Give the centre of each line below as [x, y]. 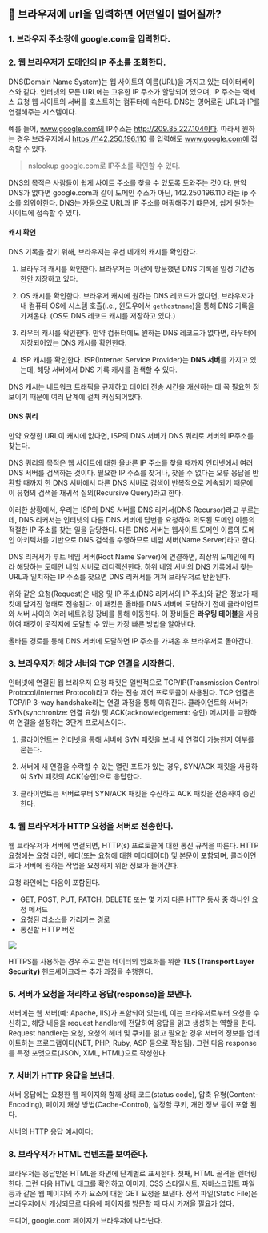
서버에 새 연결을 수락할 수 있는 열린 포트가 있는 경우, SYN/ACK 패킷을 [128, 767]
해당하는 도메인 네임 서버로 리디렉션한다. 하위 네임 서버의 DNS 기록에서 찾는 [135, 567]
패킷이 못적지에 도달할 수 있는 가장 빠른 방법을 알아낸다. [109, 624]
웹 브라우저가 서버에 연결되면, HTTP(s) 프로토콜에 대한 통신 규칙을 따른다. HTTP [134, 845]
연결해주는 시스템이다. [43, 111]
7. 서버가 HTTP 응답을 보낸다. [62, 1075]
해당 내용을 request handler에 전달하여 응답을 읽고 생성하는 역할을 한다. [144, 1023]
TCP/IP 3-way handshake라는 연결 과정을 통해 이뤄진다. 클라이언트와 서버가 [128, 703]
